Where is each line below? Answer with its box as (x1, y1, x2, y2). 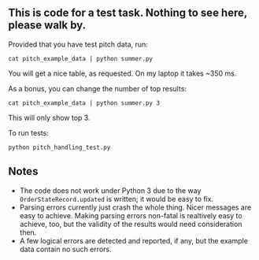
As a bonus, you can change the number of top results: (8, 84, 187, 93)
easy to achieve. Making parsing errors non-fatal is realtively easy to (19, 210, 242, 220)
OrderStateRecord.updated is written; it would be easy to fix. (19, 194, 214, 203)
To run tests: (8, 128, 49, 137)
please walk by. (8, 19, 87, 32)
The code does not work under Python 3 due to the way (19, 185, 202, 195)
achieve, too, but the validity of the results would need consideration (19, 219, 242, 228)
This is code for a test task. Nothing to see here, (8, 6, 248, 20)
